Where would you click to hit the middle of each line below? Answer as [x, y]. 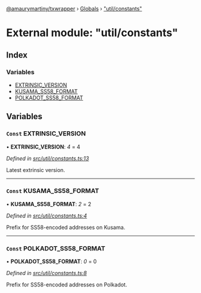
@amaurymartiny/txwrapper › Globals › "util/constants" [74, 9]
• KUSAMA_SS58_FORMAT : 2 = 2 [49, 204]
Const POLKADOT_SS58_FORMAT [56, 248]
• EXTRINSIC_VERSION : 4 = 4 [43, 147]
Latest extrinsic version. [36, 170]
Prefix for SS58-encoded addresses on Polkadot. [67, 285]
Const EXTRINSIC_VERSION [46, 134]
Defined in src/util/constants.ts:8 [47, 273]
